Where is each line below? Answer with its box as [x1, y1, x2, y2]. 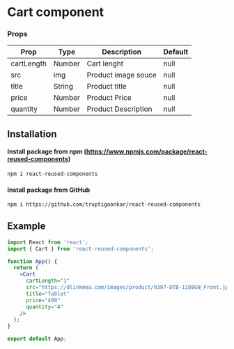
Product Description [86, 104, 153, 114]
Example [7, 221, 46, 232]
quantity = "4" [25, 303, 64, 311]
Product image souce [86, 70, 157, 80]
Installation [7, 128, 57, 140]
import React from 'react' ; [7, 239, 89, 246]
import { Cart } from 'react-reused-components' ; [7, 245, 155, 252]
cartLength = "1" [25, 277, 70, 285]
